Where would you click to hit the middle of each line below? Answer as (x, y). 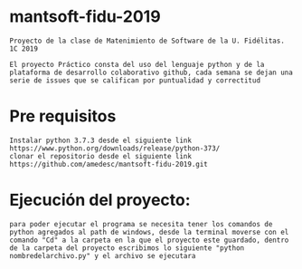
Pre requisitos (63, 116)
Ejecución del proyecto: (100, 200)
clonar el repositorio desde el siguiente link (101, 156)
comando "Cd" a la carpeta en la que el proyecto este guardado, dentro (149, 240)
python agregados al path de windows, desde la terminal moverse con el (149, 232)
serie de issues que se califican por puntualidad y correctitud (135, 80)
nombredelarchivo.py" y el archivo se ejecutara (103, 255)
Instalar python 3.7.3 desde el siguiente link (101, 140)
